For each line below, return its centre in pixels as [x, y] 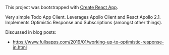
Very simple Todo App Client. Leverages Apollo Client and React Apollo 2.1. [83, 17]
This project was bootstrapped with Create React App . [62, 7]
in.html [20, 47]
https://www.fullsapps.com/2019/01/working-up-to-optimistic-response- [88, 42]
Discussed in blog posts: [31, 32]
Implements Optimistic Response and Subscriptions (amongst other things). [84, 22]
